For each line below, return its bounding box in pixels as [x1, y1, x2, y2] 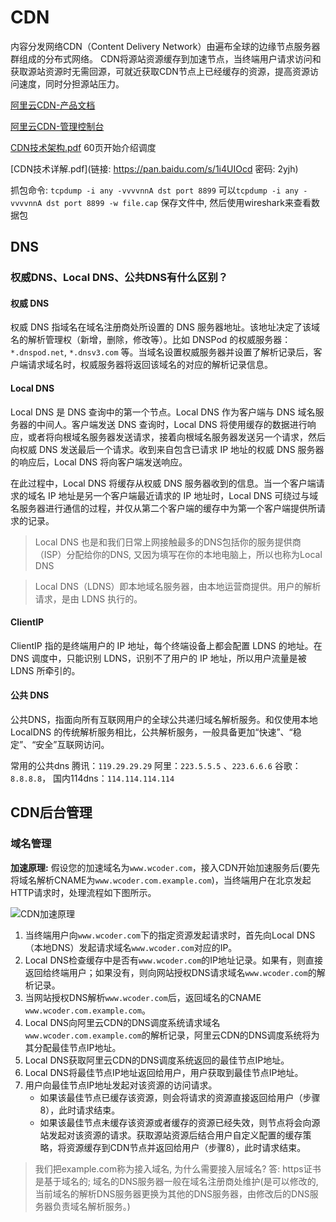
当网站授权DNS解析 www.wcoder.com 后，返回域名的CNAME [24, 991, 262, 1003]
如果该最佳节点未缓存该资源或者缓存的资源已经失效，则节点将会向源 [39, 1116, 321, 1128]
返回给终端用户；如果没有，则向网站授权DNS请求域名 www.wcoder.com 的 [24, 966, 317, 978]
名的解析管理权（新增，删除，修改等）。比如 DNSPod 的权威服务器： [10, 334, 292, 346]
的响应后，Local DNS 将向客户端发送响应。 [10, 456, 188, 468]
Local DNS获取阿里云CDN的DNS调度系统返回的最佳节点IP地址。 [24, 1054, 290, 1066]
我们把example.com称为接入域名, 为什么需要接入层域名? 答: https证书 [34, 1162, 322, 1175]
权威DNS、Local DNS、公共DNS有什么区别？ [10, 271, 229, 285]
